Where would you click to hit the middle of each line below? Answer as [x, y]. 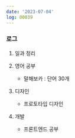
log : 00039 [19, 17]
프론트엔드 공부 [41, 129]
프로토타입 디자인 [43, 103]
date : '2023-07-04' [30, 12]
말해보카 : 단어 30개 [46, 79]
